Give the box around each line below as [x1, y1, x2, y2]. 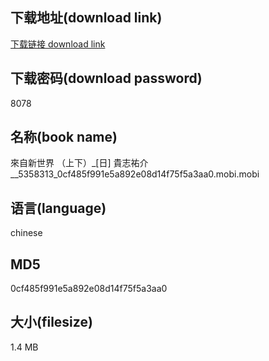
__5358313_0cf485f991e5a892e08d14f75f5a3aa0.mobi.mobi [10, 168, 260, 180]
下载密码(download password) [10, 70, 203, 87]
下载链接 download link [10, 38, 106, 50]
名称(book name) [10, 129, 118, 146]
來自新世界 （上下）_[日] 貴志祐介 [10, 157, 149, 169]
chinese [10, 227, 43, 239]
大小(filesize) [10, 314, 93, 331]
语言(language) [10, 199, 107, 217]
